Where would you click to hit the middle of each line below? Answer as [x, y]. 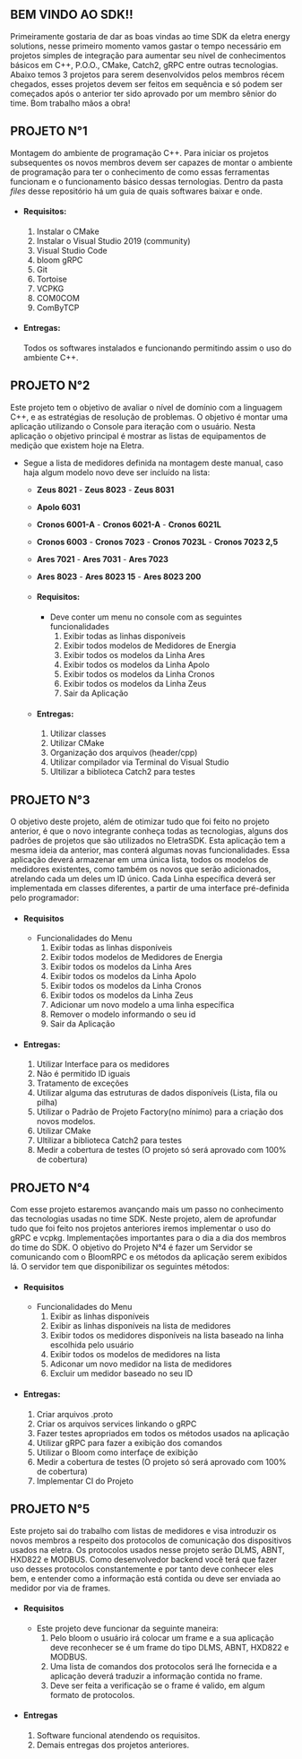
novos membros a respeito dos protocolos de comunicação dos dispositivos [151, 1540]
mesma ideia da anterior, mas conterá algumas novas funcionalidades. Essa [150, 850]
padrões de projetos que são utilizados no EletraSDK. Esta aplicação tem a [148, 841]
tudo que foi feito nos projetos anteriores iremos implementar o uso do [141, 1228]
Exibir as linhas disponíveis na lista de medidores [140, 1326]
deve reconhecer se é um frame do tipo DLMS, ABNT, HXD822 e [169, 1647]
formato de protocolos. [92, 1694]
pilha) [47, 1103]
